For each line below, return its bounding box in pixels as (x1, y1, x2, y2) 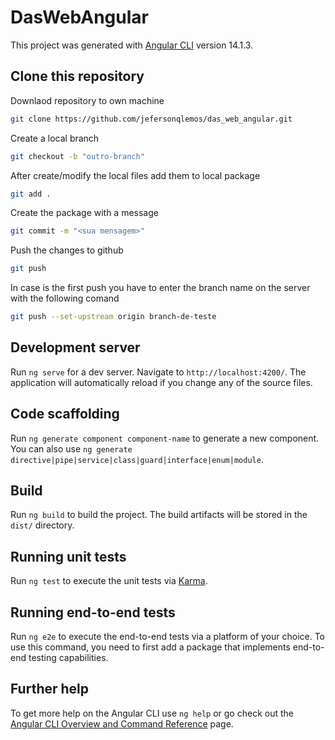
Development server (10, 339, 141, 356)
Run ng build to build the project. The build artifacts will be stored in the (10, 509, 308, 521)
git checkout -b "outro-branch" (10, 151, 145, 161)
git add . (10, 189, 52, 199)
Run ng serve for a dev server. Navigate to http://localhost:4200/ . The (10, 366, 307, 378)
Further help (10, 681, 90, 698)
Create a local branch (10, 132, 100, 144)
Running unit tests (10, 548, 127, 565)
